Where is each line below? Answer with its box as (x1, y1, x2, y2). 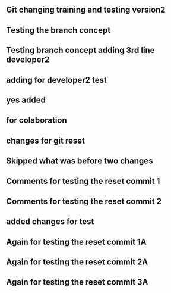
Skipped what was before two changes (6, 156, 153, 166)
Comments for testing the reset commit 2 (6, 196, 162, 206)
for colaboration (6, 116, 67, 126)
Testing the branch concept (6, 25, 111, 35)
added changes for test (6, 217, 94, 227)
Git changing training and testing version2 (6, 5, 166, 15)
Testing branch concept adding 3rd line (6, 45, 156, 55)
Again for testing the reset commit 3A (6, 277, 148, 288)
